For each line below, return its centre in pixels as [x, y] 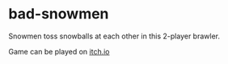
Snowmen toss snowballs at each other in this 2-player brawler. [114, 36]
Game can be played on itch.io [59, 51]
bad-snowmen [59, 14]
